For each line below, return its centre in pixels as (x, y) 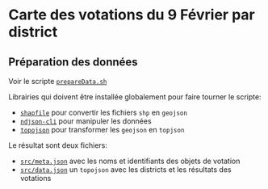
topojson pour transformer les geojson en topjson (102, 130)
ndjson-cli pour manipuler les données (86, 121)
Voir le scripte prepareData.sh (58, 81)
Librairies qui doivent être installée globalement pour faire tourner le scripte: (135, 97)
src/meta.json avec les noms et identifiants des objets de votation (130, 161)
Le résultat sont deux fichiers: (58, 145)
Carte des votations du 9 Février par (132, 15)
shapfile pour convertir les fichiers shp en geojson (104, 112)
